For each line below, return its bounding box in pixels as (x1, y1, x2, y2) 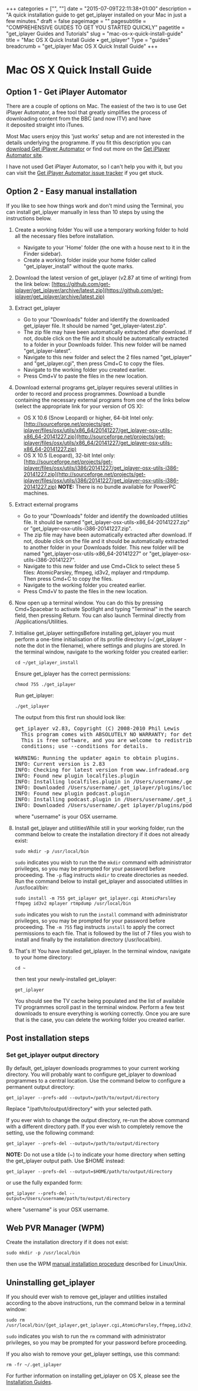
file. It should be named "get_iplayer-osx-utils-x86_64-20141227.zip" (23, 518, 190, 525)
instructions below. (6, 214, 52, 222)
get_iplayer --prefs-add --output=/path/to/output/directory (6, 1094, 160, 1101)
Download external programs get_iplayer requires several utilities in (14, 383, 179, 391)
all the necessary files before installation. (14, 232, 115, 239)
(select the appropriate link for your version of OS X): (14, 402, 144, 409)
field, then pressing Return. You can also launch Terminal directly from (14, 612, 186, 619)
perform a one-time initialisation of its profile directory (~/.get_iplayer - (14, 635, 187, 643)
